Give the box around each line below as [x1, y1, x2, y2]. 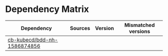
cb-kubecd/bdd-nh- [7, 36, 58, 43]
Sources [69, 24, 90, 31]
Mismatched [124, 21, 155, 28]
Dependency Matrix [5, 3, 89, 15]
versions [129, 27, 150, 34]
